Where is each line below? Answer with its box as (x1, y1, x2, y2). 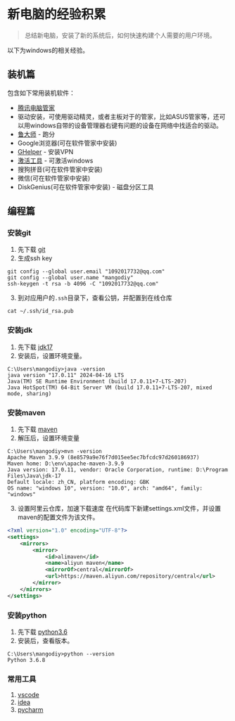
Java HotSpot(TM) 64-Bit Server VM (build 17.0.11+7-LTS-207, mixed (7, 384, 212, 391)
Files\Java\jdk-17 (7, 473, 61, 480)
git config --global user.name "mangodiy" (7, 274, 134, 281)
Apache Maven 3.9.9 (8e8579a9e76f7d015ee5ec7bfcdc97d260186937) (7, 454, 200, 461)
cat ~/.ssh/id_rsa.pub (7, 307, 74, 315)
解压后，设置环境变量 (17, 434, 80, 442)
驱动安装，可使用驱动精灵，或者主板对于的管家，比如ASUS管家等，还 (17, 112, 220, 120)
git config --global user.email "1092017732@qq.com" (7, 268, 165, 275)
